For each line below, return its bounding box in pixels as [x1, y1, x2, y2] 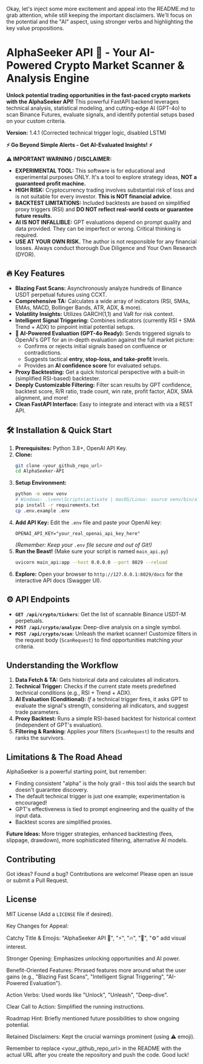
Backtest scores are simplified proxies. [15, 818, 112, 826]
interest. [6, 943, 27, 950]
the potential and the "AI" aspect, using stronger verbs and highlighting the [6, 18, 193, 25]
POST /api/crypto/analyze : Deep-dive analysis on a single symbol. [15, 623, 182, 630]
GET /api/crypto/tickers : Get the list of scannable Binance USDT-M [15, 610, 186, 618]
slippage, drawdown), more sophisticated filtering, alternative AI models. [6, 837, 188, 844]
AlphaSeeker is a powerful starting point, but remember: [6, 768, 147, 775]
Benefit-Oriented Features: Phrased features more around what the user [6, 966, 187, 974]
